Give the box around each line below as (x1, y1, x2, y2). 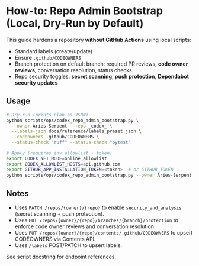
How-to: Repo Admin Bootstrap (6, 4, 163, 18)
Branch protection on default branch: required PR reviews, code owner (14, 60, 188, 67)
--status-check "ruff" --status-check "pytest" (11, 140, 131, 145)
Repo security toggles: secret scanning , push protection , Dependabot (14, 73, 190, 80)
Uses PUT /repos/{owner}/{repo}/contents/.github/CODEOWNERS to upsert (14, 229, 193, 236)
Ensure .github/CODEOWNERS (14, 54, 82, 61)
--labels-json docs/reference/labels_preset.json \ (11, 128, 142, 134)
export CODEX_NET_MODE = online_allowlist (6, 155, 108, 161)
